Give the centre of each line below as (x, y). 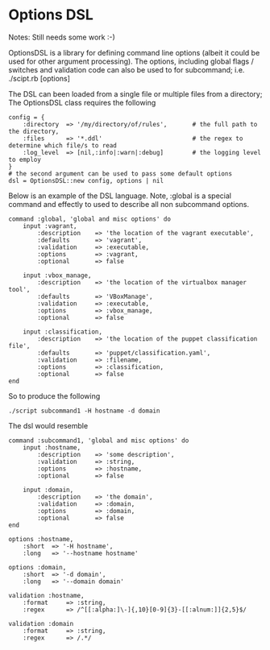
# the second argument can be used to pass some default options (120, 174)
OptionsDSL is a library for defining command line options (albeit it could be (134, 52)
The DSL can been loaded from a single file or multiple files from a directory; (135, 93)
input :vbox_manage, (57, 275)
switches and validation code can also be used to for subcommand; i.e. (127, 69)
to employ (25, 159)
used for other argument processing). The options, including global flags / (131, 61)
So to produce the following (54, 395)
